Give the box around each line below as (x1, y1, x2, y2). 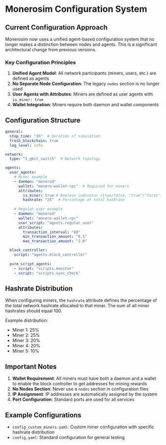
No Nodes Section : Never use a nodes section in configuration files (12, 386, 149, 392)
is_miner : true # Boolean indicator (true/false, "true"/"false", (23, 193, 163, 198)
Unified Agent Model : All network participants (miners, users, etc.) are (12, 70, 157, 76)
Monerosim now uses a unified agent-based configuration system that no (5, 36, 155, 42)
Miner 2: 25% (12, 332, 41, 338)
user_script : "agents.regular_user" (18, 220, 94, 225)
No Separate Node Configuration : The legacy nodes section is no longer (12, 81, 160, 87)
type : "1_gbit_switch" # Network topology (9, 157, 100, 162)
